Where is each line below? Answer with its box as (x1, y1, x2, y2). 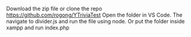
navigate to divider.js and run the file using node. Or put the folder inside (6, 18, 185, 24)
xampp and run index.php (6, 24, 70, 31)
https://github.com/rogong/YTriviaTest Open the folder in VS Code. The (6, 11, 183, 18)
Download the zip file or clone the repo (6, 5, 102, 12)
